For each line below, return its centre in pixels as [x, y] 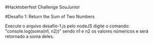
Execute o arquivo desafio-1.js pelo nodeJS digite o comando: [67, 26]
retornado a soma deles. [30, 36]
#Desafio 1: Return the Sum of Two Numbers [50, 16]
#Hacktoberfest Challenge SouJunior [43, 7]
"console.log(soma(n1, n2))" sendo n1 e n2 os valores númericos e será [77, 31]
